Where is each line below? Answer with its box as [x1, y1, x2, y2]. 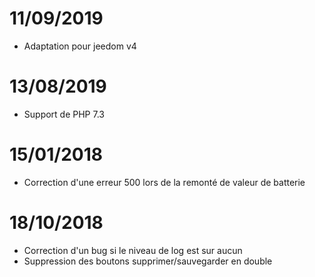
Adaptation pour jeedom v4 [23, 40, 137, 52]
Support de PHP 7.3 [23, 108, 105, 120]
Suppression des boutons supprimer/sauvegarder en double [23, 255, 273, 267]
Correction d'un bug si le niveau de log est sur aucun [23, 244, 243, 256]
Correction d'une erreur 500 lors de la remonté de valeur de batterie [23, 176, 306, 188]
